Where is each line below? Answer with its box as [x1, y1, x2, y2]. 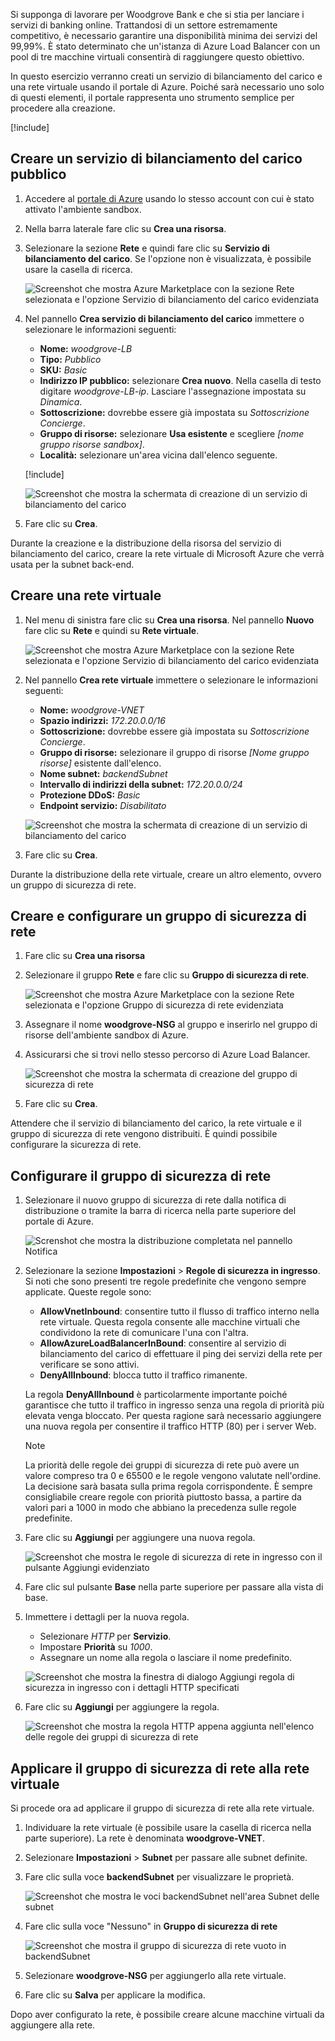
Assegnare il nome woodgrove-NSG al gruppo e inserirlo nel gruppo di [24, 1019, 318, 1031]
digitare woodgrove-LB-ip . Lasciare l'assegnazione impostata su [39, 385, 307, 397]
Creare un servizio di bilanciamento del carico [10, 150, 303, 168]
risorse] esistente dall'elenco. [39, 757, 162, 769]
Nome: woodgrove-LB [39, 342, 133, 354]
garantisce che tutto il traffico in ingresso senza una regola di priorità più [24, 1399, 325, 1411]
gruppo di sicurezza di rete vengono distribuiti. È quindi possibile [10, 1128, 278, 1140]
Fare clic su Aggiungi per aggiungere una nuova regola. [24, 1532, 256, 1544]
